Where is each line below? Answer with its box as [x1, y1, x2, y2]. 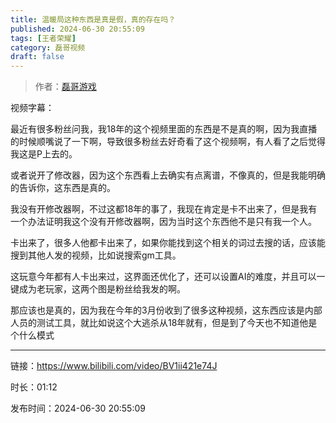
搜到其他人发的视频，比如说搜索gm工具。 [10, 249, 182, 261]
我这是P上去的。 [10, 148, 78, 160]
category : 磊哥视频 [10, 42, 86, 53]
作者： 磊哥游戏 [34, 81, 97, 93]
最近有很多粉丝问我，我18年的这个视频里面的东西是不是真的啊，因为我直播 [10, 123, 318, 135]
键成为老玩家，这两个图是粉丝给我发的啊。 [10, 283, 186, 295]
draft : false [10, 52, 65, 62]
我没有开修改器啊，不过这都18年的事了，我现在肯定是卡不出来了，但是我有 [10, 203, 318, 215]
